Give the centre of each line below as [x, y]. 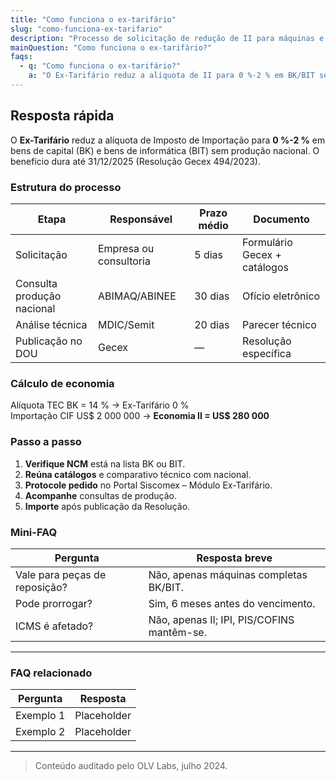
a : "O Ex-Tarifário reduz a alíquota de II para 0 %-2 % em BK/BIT [171, 76]
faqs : [21, 57]
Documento [281, 219]
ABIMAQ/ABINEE [137, 296]
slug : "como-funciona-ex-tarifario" [86, 29]
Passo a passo [46, 442]
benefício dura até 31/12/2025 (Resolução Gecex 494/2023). [135, 161]
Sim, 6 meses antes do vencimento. [232, 603]
